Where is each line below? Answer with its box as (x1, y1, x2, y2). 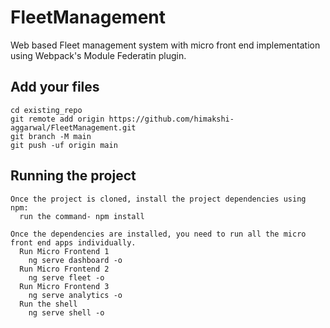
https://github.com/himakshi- (108, 114, 235, 124)
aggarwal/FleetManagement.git (10, 122, 137, 133)
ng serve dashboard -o (28, 255, 123, 265)
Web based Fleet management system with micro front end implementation (10, 39, 321, 51)
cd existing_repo (10, 105, 83, 115)
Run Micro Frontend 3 (19, 281, 110, 291)
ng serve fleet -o (28, 272, 105, 283)
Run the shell (19, 299, 78, 309)
